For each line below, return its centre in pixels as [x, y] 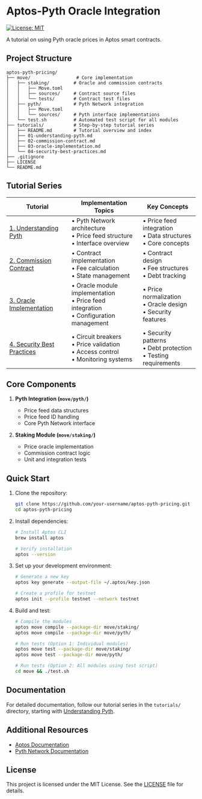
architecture [88, 228]
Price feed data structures [56, 411]
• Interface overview [100, 243]
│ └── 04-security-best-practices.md [56, 151]
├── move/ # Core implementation [70, 77]
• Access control [95, 352]
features [155, 319]
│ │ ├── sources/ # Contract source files [71, 93]
